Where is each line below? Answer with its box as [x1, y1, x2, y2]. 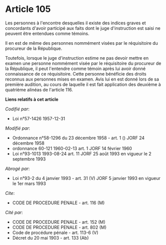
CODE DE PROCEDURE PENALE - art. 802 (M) [12, 224, 107, 230]
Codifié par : [5, 106, 30, 112]
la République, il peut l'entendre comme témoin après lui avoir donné [5, 66, 146, 72]
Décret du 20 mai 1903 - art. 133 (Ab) [12, 235, 89, 241]
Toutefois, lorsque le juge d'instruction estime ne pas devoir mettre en [5, 55, 149, 61]
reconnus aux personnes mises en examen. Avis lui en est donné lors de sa [5, 76, 159, 82]
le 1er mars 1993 [12, 180, 46, 186]
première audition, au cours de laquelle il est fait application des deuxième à [5, 81, 161, 87]
